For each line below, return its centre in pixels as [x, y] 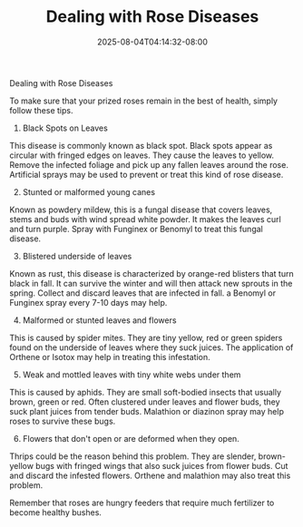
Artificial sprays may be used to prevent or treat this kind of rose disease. [147, 174]
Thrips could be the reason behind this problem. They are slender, [133, 456]
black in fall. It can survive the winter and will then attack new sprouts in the [151, 283]
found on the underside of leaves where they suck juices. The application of [151, 347]
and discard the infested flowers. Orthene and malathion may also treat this [150, 475]
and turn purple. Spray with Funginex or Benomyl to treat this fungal [136, 229]
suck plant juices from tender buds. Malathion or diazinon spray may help [147, 411]
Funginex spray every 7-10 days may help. [88, 302]
